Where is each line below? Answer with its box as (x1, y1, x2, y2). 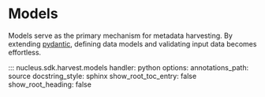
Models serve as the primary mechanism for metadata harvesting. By (8, 31, 233, 40)
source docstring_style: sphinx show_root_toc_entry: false (8, 71, 197, 80)
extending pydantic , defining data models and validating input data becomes (8, 39, 257, 48)
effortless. (8, 47, 42, 57)
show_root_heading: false (8, 80, 92, 89)
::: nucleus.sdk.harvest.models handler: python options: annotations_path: (8, 62, 249, 72)
